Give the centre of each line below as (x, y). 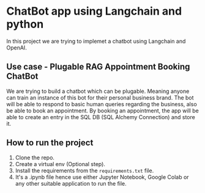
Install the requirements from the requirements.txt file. (84, 170)
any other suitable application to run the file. (71, 183)
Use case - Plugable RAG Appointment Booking (98, 67)
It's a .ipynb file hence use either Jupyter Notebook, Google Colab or (102, 177)
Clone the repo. (35, 158)
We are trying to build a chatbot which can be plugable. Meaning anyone (98, 91)
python (25, 24)
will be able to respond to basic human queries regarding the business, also (102, 104)
